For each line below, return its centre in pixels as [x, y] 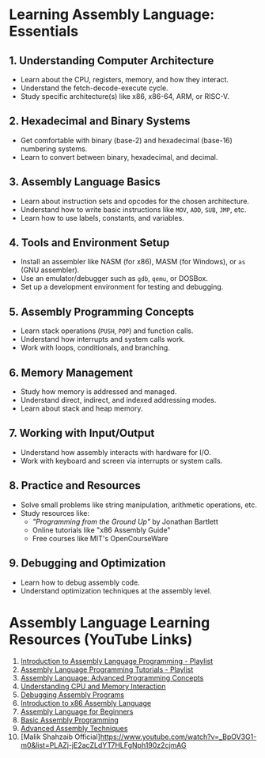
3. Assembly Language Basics [85, 182]
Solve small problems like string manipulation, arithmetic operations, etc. [139, 505]
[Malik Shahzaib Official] [61, 737]
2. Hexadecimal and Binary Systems [100, 121]
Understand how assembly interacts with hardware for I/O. [116, 452]
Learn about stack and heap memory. [81, 408]
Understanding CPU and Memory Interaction [93, 687]
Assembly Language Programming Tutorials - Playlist [107, 669]
